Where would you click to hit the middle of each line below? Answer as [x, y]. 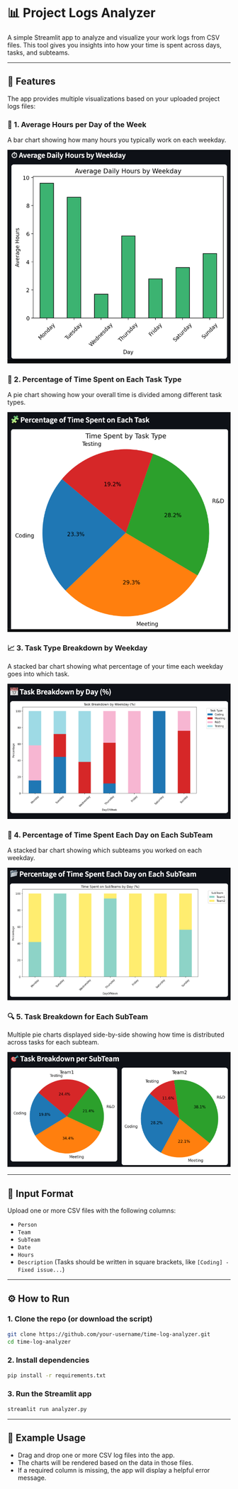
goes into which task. [38, 674]
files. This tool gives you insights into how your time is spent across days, [114, 45]
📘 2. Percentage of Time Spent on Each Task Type [95, 379]
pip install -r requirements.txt [57, 1376]
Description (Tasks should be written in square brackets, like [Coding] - [123, 1262]
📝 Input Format [41, 1194]
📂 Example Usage [47, 1438]
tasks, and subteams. [39, 52]
